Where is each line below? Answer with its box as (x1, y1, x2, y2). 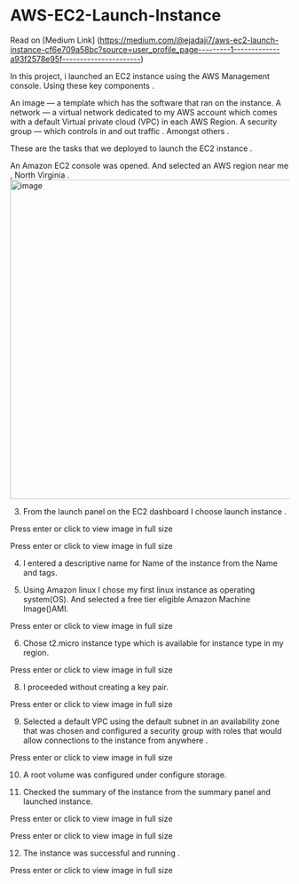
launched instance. (22, 796, 93, 807)
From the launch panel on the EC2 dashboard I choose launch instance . (22, 506, 287, 516)
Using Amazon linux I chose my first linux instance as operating (22, 584, 256, 595)
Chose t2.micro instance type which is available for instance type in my (22, 637, 284, 649)
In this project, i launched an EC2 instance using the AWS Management (10, 70, 270, 81)
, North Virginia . (10, 170, 70, 180)
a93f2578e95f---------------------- (10, 53, 141, 64)
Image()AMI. (22, 603, 69, 614)
